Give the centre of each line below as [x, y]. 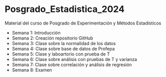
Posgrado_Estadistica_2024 [65, 9]
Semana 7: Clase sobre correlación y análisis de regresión [72, 64]
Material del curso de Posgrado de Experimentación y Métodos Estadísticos [83, 23]
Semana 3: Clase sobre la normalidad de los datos [64, 43]
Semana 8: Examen [32, 70]
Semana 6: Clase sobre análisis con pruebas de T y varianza [74, 59]
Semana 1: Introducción [36, 32]
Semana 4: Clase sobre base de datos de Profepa [63, 48]
